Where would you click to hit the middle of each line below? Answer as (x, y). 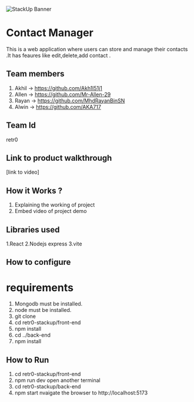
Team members (35, 74)
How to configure (39, 262)
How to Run (28, 360)
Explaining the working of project (55, 205)
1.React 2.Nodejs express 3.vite (44, 244)
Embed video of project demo (51, 211)
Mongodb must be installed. (48, 304)
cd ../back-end (33, 335)
